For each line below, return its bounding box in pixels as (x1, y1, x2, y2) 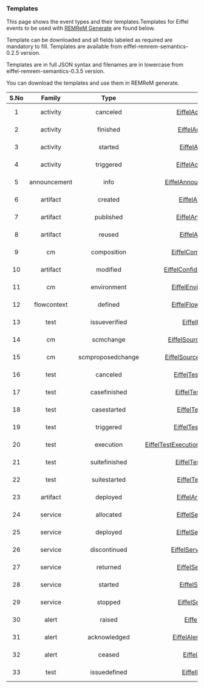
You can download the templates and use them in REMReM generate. (6, 79, 180, 86)
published (94, 213, 123, 222)
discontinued (90, 546, 127, 554)
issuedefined (90, 668, 127, 676)
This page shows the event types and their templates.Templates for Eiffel (6, 18, 189, 26)
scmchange (92, 335, 126, 344)
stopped (97, 598, 121, 606)
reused (98, 230, 119, 239)
